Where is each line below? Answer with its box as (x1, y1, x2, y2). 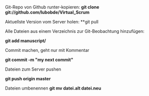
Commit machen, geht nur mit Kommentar (5, 48, 89, 53)
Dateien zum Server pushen (5, 66, 62, 72)
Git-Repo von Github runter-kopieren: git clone (5, 4, 99, 10)
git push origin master (5, 76, 51, 81)
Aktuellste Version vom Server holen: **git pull (5, 19, 99, 24)
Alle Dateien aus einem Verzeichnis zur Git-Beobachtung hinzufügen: (5, 28, 145, 34)
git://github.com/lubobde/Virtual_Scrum (5, 9, 90, 15)
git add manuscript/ (5, 38, 46, 44)
